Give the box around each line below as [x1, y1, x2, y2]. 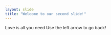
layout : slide [5, 7, 34, 12]
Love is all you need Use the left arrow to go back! [5, 24, 106, 30]
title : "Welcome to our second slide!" [5, 12, 87, 16]
